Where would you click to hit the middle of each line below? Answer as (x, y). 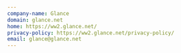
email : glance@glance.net (44, 39)
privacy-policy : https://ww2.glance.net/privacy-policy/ (91, 33)
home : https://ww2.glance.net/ (52, 26)
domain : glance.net (35, 20)
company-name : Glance (38, 13)
